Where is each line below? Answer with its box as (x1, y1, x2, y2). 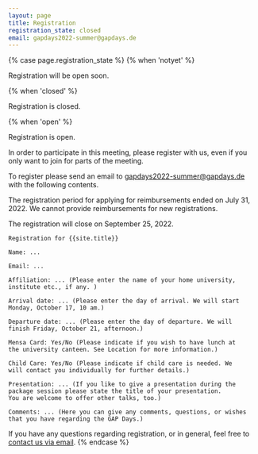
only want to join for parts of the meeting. (8, 156, 144, 166)
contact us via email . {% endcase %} (8, 437, 129, 447)
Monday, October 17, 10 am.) (8, 304, 105, 312)
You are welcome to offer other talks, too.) (8, 394, 161, 402)
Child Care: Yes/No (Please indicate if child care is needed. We (8, 360, 233, 367)
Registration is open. (8, 133, 75, 142)
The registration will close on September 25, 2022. (8, 219, 175, 229)
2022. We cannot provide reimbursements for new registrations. (8, 204, 218, 214)
